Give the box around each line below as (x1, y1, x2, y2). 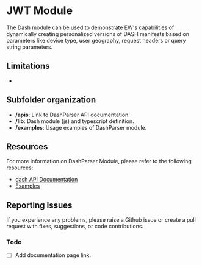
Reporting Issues (6, 200, 73, 210)
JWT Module (6, 4, 73, 18)
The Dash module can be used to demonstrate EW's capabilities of (6, 24, 175, 31)
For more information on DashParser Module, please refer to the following (6, 158, 192, 165)
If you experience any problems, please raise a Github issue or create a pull (6, 216, 197, 224)
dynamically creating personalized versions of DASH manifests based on (6, 30, 189, 37)
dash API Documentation (15, 176, 78, 183)
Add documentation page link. (15, 252, 92, 259)
